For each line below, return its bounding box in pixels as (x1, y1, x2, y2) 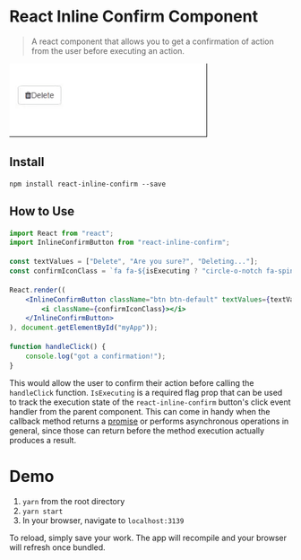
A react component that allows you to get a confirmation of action (30, 36, 275, 47)
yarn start (21, 507, 64, 516)
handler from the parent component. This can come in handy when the (9, 406, 271, 416)
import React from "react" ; (9, 229, 115, 238)
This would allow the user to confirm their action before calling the (9, 377, 254, 388)
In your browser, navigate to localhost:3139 (21, 514, 185, 526)
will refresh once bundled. (9, 541, 106, 553)
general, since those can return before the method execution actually (9, 424, 265, 436)
